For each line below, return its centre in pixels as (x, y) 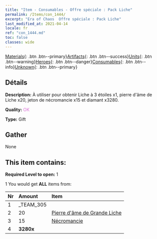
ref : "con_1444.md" (25, 33)
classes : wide (20, 42)
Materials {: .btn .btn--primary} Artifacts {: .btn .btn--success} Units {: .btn (78, 56)
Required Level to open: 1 (32, 174)
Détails (16, 83)
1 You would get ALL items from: (38, 184)
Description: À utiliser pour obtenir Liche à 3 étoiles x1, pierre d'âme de (79, 95)
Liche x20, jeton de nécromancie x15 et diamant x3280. (62, 100)
